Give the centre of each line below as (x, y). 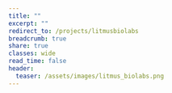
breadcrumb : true (38, 38)
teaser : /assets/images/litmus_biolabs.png (90, 76)
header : (21, 69)
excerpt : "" (28, 23)
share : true (28, 46)
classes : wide (32, 53)
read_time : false (38, 61)
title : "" (25, 16)
